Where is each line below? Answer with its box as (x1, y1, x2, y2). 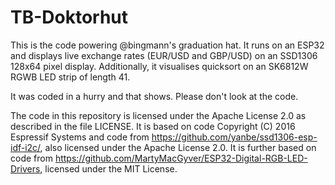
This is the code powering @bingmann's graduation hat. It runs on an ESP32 (10, 39, 325, 51)
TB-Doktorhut (10, 6, 129, 29)
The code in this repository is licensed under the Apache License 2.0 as (10, 109, 307, 121)
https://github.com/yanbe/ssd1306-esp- (151, 131, 318, 143)
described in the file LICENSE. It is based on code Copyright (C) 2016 (10, 120, 296, 132)
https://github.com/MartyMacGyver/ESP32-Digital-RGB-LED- (54, 152, 308, 164)
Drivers (10, 162, 41, 175)
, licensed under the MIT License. (39, 162, 178, 175)
